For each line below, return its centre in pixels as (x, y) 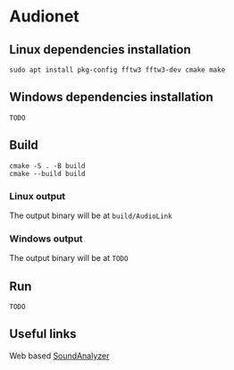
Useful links (43, 334)
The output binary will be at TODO (69, 258)
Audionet (45, 17)
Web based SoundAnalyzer (59, 356)
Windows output (46, 239)
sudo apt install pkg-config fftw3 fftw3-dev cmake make (117, 70)
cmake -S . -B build (48, 166)
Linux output (38, 196)
